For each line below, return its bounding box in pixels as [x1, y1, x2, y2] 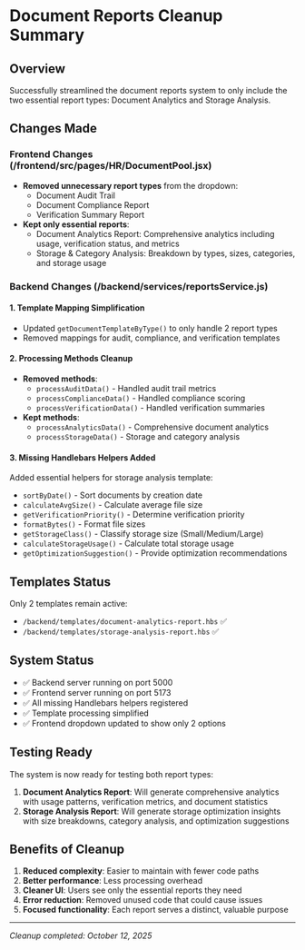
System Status [9, 653, 94, 668]
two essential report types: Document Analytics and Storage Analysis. [9, 94, 271, 105]
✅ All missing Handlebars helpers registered [22, 697, 189, 708]
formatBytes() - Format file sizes [22, 519, 146, 529]
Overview [9, 61, 66, 76]
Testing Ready [9, 745, 93, 760]
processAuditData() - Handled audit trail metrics [35, 383, 217, 394]
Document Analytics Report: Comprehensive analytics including [35, 228, 275, 239]
